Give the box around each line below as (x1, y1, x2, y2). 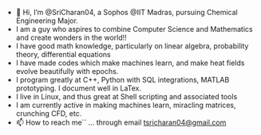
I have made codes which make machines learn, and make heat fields (15, 58, 245, 67)
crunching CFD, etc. (15, 109, 82, 118)
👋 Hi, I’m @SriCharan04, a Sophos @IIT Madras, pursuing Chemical (15, 8, 238, 17)
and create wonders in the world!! (15, 33, 128, 42)
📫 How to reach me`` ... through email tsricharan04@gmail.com (15, 118, 227, 127)
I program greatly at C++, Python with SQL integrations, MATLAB (15, 75, 230, 84)
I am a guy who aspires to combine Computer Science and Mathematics (15, 25, 253, 33)
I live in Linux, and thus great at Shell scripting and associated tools (15, 92, 238, 101)
